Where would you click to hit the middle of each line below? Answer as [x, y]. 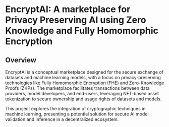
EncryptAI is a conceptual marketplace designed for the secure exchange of [84, 72]
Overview [21, 60]
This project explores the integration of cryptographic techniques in [75, 109]
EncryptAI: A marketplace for [68, 9]
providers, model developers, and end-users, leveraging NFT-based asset [82, 93]
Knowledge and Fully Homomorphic [82, 31]
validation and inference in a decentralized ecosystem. [62, 119]
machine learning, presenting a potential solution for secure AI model [77, 114]
